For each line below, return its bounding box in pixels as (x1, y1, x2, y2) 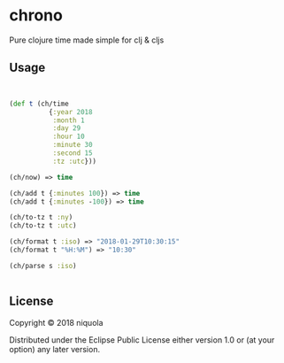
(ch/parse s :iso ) (9, 261, 77, 270)
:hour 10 (52, 132, 86, 142)
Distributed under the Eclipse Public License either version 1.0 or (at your (9, 334, 275, 345)
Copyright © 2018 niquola (9, 317, 104, 328)
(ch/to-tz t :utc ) (9, 221, 77, 230)
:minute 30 (52, 141, 93, 150)
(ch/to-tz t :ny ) (9, 213, 73, 222)
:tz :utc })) (52, 157, 97, 166)
